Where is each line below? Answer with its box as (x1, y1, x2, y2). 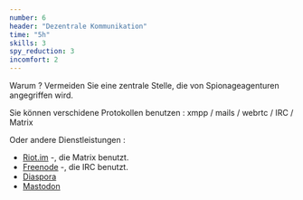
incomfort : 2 (9, 55, 59, 64)
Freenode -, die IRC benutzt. (22, 162, 128, 172)
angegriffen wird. (9, 90, 74, 100)
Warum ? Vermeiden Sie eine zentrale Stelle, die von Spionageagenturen (9, 81, 280, 90)
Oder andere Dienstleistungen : (9, 135, 127, 145)
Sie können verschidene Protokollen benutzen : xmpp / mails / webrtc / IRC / (9, 108, 294, 118)
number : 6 (9, 13, 47, 23)
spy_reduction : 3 (9, 47, 75, 56)
